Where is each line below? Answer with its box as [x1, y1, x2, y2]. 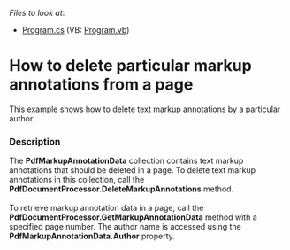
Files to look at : [9, 8, 65, 18]
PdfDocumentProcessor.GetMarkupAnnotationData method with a [9, 212, 258, 223]
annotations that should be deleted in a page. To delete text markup [9, 165, 256, 176]
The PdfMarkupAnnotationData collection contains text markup [9, 155, 244, 167]
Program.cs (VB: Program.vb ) [21, 25, 130, 35]
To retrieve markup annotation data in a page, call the [9, 203, 204, 214]
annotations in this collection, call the [9, 175, 145, 185]
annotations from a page [9, 74, 194, 95]
